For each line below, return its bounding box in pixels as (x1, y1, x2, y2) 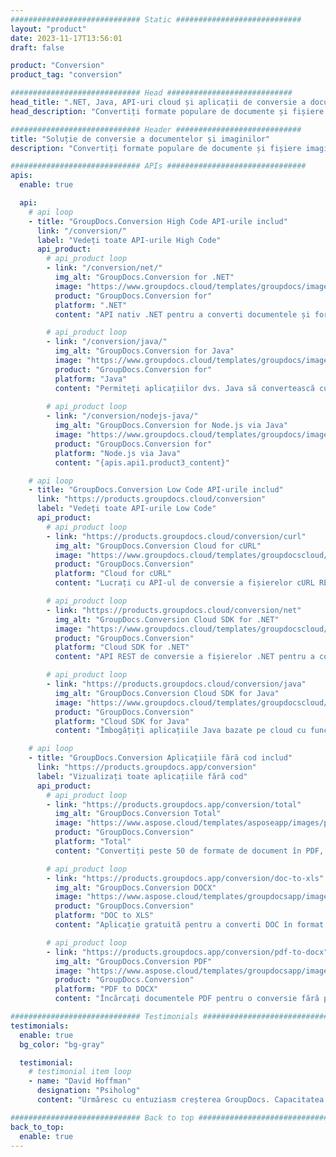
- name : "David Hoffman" (28, 1076, 132, 1086)
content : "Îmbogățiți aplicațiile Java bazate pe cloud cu (54, 726, 307, 736)
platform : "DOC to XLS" (54, 911, 155, 921)
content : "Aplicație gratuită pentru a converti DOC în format (54, 920, 325, 930)
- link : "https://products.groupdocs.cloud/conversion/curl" (46, 531, 307, 541)
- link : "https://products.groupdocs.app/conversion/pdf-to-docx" (46, 947, 329, 957)
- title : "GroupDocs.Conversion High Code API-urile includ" (28, 216, 288, 226)
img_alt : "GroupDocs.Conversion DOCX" (54, 882, 217, 893)
